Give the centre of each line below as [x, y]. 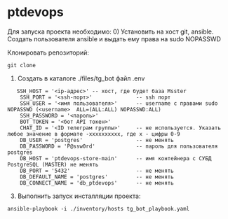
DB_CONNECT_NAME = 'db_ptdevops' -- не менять [97, 183]
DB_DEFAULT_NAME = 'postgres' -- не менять [97, 177]
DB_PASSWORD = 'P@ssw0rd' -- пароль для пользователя [119, 146]
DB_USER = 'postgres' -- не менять [97, 140]
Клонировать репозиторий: [48, 52]
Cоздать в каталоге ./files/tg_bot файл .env [81, 78]
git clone [22, 65]
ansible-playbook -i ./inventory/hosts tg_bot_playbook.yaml [99, 209]
